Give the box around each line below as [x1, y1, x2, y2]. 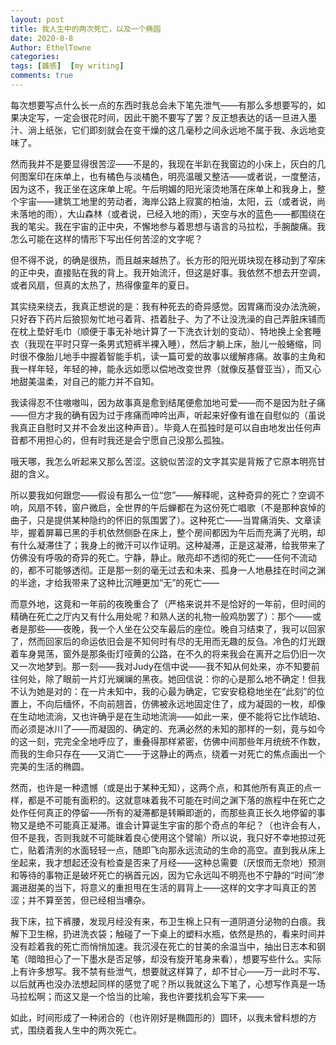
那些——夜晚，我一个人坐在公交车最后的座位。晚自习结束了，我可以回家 [27, 622, 326, 635]
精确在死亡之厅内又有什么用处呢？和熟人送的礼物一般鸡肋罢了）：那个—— [10, 610, 313, 622]
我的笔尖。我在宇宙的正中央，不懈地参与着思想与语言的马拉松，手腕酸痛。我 [10, 220, 326, 232]
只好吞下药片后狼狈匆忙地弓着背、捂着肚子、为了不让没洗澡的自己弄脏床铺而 [10, 312, 326, 325]
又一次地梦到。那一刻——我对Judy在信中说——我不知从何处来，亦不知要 [10, 660, 312, 672]
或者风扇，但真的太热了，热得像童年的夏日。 [10, 279, 195, 291]
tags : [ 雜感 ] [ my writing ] [10, 61, 125, 71]
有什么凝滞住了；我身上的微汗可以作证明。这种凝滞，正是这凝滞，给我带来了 [10, 539, 326, 551]
